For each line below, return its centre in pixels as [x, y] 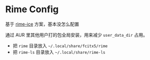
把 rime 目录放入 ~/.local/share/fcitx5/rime [60, 46]
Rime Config [32, 9]
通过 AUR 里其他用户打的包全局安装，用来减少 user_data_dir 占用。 [77, 35]
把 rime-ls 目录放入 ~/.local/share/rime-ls [59, 52]
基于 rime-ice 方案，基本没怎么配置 [42, 24]
